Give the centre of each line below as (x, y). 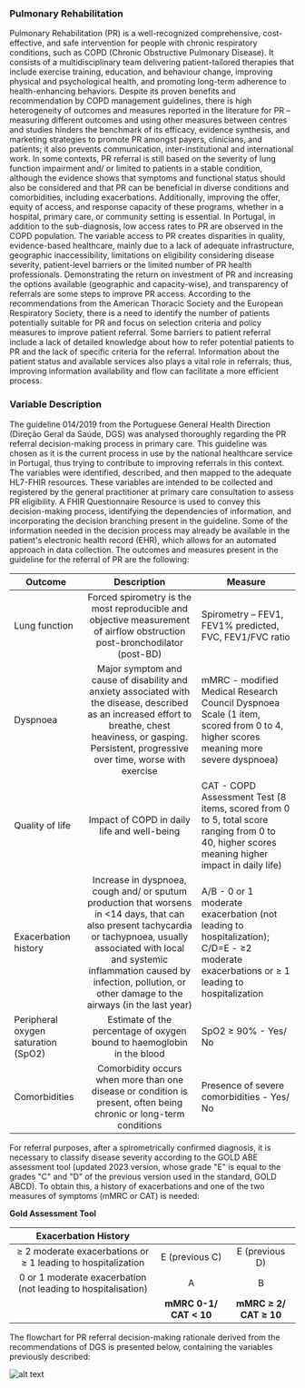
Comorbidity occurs (139, 1068)
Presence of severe (242, 1086)
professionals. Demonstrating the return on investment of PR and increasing (151, 274)
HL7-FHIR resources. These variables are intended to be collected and (142, 482)
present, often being (140, 1102)
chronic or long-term (140, 1114)
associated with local (139, 947)
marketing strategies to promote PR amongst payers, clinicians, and (136, 140)
